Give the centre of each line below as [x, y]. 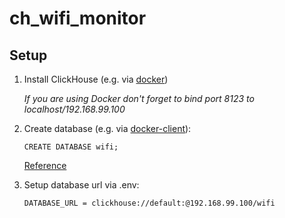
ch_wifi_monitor [78, 18]
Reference [45, 165]
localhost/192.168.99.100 [74, 109]
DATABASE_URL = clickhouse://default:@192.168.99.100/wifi [149, 203]
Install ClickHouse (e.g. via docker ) [96, 79]
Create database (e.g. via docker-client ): [107, 128]
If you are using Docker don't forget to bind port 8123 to [139, 98]
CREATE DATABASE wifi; [71, 147]
